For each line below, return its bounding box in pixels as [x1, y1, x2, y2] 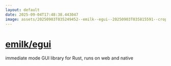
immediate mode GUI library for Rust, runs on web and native [5, 55, 133, 61]
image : [5, 17, 19, 22]
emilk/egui [5, 38, 51, 50]
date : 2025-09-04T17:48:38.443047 [5, 12, 79, 17]
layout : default [5, 7, 40, 13]
